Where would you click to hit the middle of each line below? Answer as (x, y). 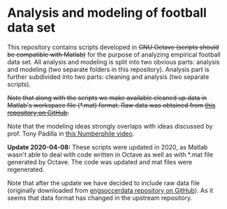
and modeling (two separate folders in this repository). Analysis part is (108, 69)
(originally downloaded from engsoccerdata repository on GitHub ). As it (110, 190)
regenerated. (26, 169)
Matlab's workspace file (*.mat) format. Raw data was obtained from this (111, 105)
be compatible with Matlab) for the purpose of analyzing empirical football (114, 55)
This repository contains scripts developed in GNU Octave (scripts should (113, 47)
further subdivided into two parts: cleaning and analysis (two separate (108, 77)
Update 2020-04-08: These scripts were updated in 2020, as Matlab (108, 147)
